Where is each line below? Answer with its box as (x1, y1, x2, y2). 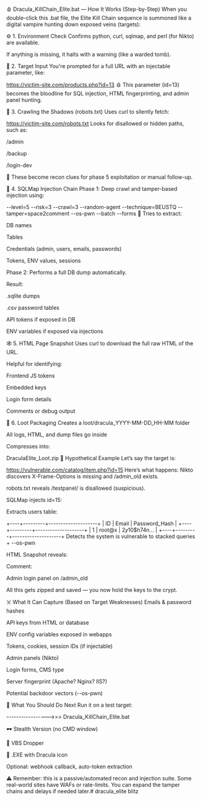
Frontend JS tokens (6, 372, 55, 379)
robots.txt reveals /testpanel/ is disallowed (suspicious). (6, 484, 146, 492)
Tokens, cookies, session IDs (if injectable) (6, 642, 113, 650)
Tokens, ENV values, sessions (6, 257, 81, 264)
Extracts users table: (6, 508, 58, 515)
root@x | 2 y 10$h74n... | (99, 526, 157, 534)
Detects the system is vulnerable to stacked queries (65, 533, 196, 540)
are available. (6, 39, 40, 46)
